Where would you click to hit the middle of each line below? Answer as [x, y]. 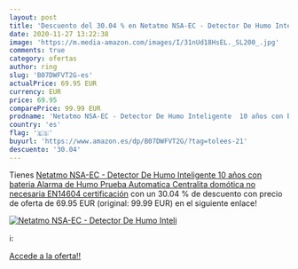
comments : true [37, 51]
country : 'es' [35, 125]
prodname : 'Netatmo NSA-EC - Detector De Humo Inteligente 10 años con [146, 116]
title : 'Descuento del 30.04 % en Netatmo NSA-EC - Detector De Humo [141, 26]
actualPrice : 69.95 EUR [53, 83]
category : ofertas [43, 59]
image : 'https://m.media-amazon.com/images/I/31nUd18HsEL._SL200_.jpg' [144, 42]
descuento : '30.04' [45, 149]
